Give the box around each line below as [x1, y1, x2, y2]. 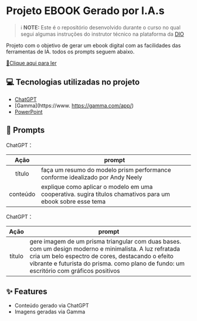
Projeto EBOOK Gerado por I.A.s [6, 4, 165, 18]
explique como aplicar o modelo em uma [40, 183, 153, 191]
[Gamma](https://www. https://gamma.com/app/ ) [14, 102, 134, 109]
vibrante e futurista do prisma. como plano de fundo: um [29, 259, 185, 268]
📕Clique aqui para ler [6, 59, 57, 66]
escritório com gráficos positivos [29, 266, 120, 275]
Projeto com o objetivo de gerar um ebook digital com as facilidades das [6, 42, 181, 49]
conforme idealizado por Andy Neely [40, 173, 142, 181]
